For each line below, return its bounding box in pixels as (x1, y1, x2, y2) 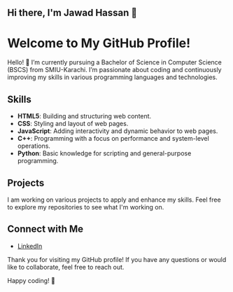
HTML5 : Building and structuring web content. (17, 112, 152, 120)
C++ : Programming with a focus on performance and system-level (17, 134, 210, 143)
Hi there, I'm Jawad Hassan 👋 (7, 7, 138, 19)
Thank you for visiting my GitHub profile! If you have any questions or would (7, 255, 227, 263)
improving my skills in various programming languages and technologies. (7, 73, 218, 81)
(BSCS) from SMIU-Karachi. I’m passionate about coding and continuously (7, 66, 222, 74)
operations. (17, 141, 51, 151)
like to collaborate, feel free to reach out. (7, 263, 125, 271)
